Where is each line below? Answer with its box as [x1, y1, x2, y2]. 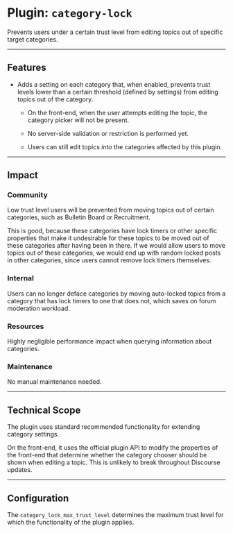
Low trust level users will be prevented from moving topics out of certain [7, 206, 215, 214]
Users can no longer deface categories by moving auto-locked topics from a [7, 289, 226, 298]
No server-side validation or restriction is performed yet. [27, 129, 189, 137]
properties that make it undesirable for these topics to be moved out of [7, 234, 209, 242]
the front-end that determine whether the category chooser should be [7, 451, 207, 459]
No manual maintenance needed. [7, 378, 102, 386]
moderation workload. [7, 304, 71, 312]
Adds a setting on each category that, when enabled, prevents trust [17, 80, 211, 88]
